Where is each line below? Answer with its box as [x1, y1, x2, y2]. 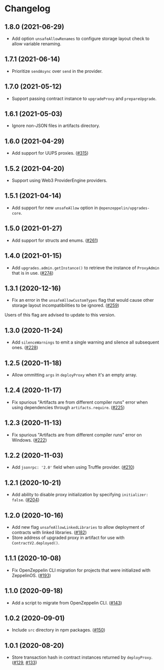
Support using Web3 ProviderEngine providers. [11, 178, 108, 184]
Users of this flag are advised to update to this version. [4, 312, 116, 318]
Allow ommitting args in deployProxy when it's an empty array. [11, 372, 137, 378]
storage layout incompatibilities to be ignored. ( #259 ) [11, 302, 120, 308]
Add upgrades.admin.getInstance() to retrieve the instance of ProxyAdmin [11, 264, 160, 271]
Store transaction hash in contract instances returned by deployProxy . [11, 654, 153, 660]
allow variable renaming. [11, 41, 62, 47]
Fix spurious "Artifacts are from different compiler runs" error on [11, 432, 142, 438]
